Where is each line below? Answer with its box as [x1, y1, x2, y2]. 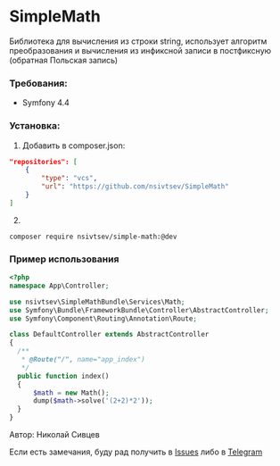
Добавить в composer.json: [21, 140, 126, 151]
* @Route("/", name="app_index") [21, 355, 145, 364]
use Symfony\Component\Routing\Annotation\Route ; [9, 314, 198, 323]
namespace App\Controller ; [9, 281, 110, 290]
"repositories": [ [9, 157, 78, 166]
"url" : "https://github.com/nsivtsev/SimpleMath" [41, 182, 229, 191]
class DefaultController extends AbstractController [9, 330, 210, 339]
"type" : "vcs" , [41, 174, 98, 183]
